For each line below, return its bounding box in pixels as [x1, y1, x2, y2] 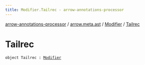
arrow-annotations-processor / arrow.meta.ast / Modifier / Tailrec [5, 21, 140, 27]
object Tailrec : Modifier [5, 55, 61, 60]
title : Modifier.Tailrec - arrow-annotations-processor [5, 7, 124, 12]
